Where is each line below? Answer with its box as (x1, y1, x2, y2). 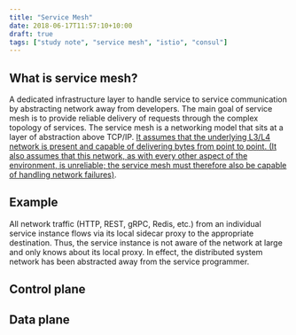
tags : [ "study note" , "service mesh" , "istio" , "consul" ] (9, 37, 228, 47)
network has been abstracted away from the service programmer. (9, 256, 250, 267)
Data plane (9, 312, 71, 327)
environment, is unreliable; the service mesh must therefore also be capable (9, 160, 287, 171)
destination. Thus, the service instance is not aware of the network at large (9, 237, 284, 248)
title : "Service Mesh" (9, 12, 93, 22)
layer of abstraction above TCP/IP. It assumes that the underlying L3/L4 (9, 132, 271, 143)
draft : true (9, 29, 53, 38)
